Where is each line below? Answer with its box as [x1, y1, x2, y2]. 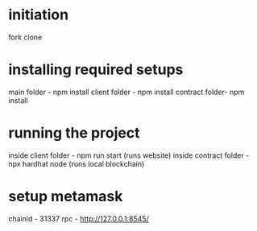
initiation [8, 6, 69, 24]
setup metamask [8, 188, 123, 205]
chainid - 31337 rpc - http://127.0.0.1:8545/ [8, 213, 149, 223]
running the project [8, 124, 140, 142]
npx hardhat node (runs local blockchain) [8, 159, 145, 168]
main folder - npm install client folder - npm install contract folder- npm [8, 87, 245, 97]
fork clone [8, 32, 43, 42]
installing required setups [8, 60, 184, 79]
